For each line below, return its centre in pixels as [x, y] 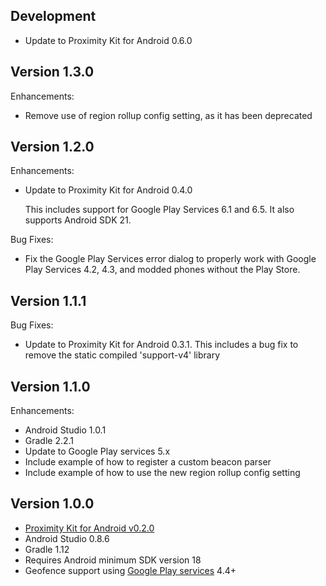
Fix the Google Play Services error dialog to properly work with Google [170, 259]
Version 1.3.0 [52, 72]
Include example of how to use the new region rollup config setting [162, 473]
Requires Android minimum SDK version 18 [113, 560]
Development [53, 16]
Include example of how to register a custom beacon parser [148, 462]
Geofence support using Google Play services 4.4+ [130, 570]
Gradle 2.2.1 [49, 441]
